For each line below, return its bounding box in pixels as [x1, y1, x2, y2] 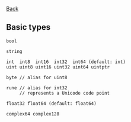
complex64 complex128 [6, 111, 60, 117]
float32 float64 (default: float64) [6, 101, 97, 107]
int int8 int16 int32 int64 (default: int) [6, 59, 126, 65]
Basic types [6, 22, 51, 32]
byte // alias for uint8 [6, 74, 68, 80]
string [6, 48, 23, 54]
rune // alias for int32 [6, 85, 68, 91]
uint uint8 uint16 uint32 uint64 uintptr [6, 64, 110, 70]
